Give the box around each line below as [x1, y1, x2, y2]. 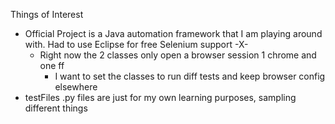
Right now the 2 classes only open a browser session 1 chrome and [39, 49, 317, 61]
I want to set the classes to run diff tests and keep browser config [54, 70, 326, 82]
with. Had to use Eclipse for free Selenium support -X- [24, 39, 249, 50]
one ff [39, 60, 65, 71]
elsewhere [54, 81, 98, 93]
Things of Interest [10, 9, 84, 20]
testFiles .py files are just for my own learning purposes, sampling [24, 92, 297, 103]
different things [24, 102, 88, 114]
